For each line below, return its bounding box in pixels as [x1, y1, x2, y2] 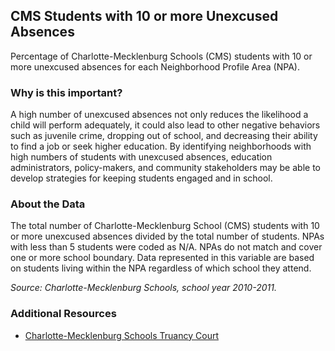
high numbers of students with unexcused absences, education [10, 151, 273, 163]
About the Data [10, 197, 86, 211]
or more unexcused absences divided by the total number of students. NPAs [10, 230, 325, 243]
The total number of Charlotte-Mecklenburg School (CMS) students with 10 [10, 220, 320, 232]
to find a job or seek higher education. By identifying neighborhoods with [10, 140, 312, 153]
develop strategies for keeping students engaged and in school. [10, 172, 273, 184]
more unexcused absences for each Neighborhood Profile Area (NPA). [10, 60, 300, 73]
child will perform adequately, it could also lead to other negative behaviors [10, 119, 321, 131]
